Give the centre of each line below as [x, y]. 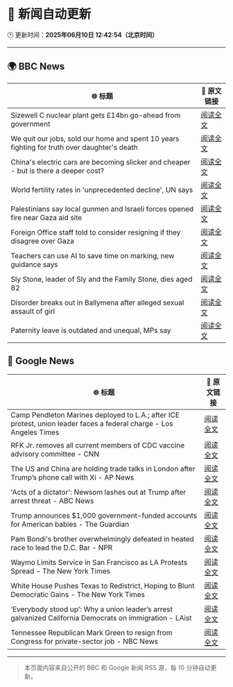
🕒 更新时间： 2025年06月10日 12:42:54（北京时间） [83, 35]
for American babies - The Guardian [70, 524]
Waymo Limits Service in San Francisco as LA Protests [99, 562]
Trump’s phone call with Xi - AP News [72, 477]
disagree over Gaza [42, 241]
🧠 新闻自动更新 [49, 14]
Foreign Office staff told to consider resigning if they [96, 232]
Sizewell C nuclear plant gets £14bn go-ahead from [96, 115]
